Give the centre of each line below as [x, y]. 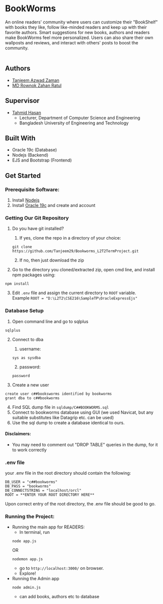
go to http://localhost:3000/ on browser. [62, 568]
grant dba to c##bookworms [32, 398]
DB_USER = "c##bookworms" [31, 482]
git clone [22, 247]
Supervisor [22, 101]
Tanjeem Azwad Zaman [36, 80]
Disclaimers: [18, 434]
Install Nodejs [26, 200]
